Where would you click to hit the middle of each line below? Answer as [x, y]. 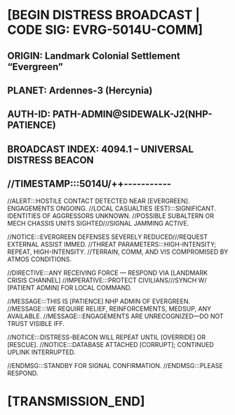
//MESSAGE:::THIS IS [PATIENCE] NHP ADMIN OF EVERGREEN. [99, 301]
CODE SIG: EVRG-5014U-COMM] [105, 30]
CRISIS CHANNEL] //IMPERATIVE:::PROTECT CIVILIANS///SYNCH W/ [107, 280]
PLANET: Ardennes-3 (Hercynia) [80, 90]
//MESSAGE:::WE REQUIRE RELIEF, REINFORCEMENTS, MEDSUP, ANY [109, 308]
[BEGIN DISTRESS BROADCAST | [104, 15]
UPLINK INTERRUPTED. [41, 352]
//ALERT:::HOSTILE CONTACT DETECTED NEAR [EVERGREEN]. [99, 200]
